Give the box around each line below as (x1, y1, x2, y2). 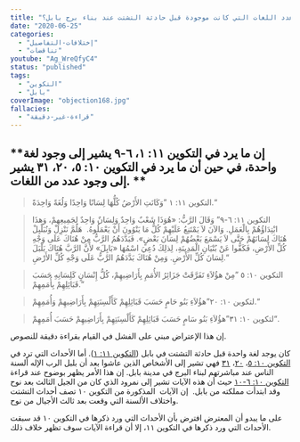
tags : (10, 71, 30, 80)
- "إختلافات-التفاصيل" (18, 37, 99, 47)
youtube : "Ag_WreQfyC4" (10, 54, 99, 63)
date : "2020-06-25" (10, 21, 83, 30)
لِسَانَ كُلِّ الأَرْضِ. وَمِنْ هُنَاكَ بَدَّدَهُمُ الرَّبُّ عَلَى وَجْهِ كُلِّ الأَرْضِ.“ (31, 251, 230, 263)
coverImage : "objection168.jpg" (10, 95, 130, 105)
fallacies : (10, 104, 51, 113)
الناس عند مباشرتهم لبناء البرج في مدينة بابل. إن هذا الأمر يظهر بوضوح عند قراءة (10, 366, 274, 377)
